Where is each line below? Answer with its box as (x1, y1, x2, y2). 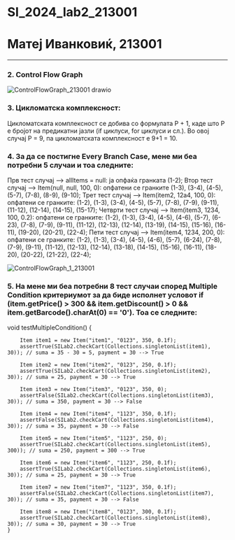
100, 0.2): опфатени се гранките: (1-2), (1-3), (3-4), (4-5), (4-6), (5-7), (7, 213, 211, 222)
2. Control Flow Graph (7, 70, 83, 80)
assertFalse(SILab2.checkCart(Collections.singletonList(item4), (20, 417, 215, 424)
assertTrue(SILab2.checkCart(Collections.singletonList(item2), (20, 368, 211, 375)
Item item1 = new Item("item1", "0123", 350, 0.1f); (20, 337, 177, 344)
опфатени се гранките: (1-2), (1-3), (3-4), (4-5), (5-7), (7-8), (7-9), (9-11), (7, 199, 219, 207)
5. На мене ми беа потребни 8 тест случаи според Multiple (7, 281, 218, 291)
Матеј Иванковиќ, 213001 (7, 36, 162, 52)
